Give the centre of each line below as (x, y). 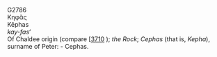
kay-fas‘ (19, 32)
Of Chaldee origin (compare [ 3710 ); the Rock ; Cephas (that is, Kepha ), (109, 39)
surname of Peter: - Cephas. (48, 46)
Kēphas (18, 24)
